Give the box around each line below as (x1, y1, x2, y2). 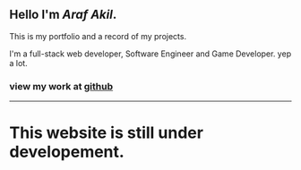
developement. (9, 142, 125, 162)
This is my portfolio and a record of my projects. (9, 30, 186, 41)
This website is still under (9, 123, 204, 143)
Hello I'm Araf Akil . (9, 7, 117, 22)
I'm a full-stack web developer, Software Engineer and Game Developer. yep (9, 48, 292, 59)
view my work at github (9, 80, 114, 92)
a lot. (9, 57, 29, 68)
